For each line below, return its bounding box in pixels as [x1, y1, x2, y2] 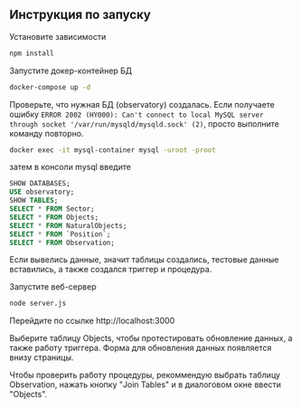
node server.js [9, 299, 67, 308]
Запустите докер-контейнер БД [9, 65, 133, 76]
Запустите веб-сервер [9, 281, 97, 292]
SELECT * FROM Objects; [9, 213, 99, 222]
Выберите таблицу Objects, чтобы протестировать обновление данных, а [9, 333, 293, 344]
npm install [9, 49, 54, 58]
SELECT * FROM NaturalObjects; [9, 221, 127, 230]
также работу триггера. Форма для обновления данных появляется [9, 343, 272, 354]
